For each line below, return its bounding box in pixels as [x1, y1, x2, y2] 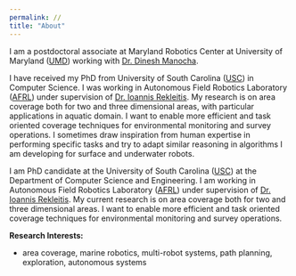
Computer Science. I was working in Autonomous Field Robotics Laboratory [9, 82, 288, 93]
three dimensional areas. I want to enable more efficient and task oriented [9, 203, 281, 214]
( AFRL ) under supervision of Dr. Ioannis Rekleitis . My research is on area [9, 91, 276, 102]
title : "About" [9, 21, 66, 30]
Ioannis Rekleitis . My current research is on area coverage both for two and [9, 193, 286, 205]
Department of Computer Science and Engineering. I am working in [9, 175, 256, 185]
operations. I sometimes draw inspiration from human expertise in [9, 129, 251, 140]
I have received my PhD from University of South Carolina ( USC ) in [9, 72, 254, 83]
